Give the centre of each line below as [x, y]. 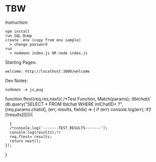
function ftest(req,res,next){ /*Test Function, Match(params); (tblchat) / [78, 99]
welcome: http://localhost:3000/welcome [48, 71]
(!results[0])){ [19, 114]
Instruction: [17, 22]
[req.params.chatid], [26, 109]
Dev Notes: [17, 80]
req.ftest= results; [31, 137]
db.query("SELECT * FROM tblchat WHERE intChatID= [61, 104]
